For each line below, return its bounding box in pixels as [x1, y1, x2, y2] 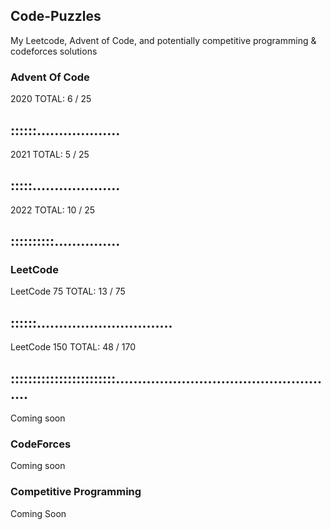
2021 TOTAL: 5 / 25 [10, 148, 90, 160]
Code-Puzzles [10, 8, 102, 25]
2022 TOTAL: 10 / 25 [10, 204, 95, 216]
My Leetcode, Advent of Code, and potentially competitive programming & [10, 34, 317, 46]
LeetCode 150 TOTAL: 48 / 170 [10, 341, 137, 353]
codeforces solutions [10, 45, 98, 57]
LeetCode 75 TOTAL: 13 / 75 [10, 285, 126, 298]
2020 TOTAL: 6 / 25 [10, 93, 92, 105]
